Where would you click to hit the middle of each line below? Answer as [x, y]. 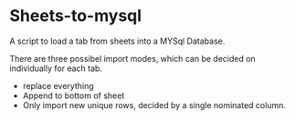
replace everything [58, 85]
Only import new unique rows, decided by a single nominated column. [154, 105]
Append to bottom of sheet [74, 95]
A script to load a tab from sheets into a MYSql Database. [117, 41]
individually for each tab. [56, 68]
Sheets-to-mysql [76, 16]
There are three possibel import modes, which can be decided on [132, 58]
